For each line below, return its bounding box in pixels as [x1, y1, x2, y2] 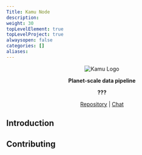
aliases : [6, 49, 29, 55]
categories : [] [6, 43, 45, 49]
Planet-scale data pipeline [68, 77, 136, 84]
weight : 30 [6, 20, 34, 26]
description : [6, 15, 39, 21]
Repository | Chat [79, 100, 124, 108]
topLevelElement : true [6, 26, 64, 32]
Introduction [6, 118, 55, 128]
